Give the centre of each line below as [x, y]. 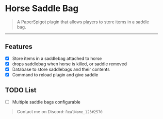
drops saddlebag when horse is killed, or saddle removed [69, 64]
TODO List [21, 90]
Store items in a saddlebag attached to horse [57, 58]
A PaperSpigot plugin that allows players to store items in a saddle [83, 22]
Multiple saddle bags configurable [46, 102]
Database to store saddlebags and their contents [61, 69]
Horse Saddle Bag [42, 8]
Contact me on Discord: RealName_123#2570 [60, 111]
